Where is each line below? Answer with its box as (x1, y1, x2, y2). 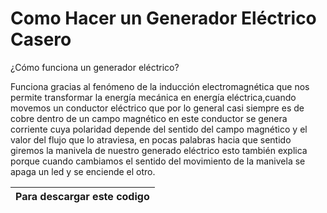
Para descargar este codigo (15, 189, 150, 203)
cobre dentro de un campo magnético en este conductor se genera (10, 112, 288, 124)
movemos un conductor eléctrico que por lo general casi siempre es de (10, 102, 305, 114)
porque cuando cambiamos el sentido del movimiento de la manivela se (10, 155, 306, 167)
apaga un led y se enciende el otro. (10, 165, 156, 177)
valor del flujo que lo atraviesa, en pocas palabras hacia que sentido (10, 133, 292, 146)
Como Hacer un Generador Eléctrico (10, 7, 317, 30)
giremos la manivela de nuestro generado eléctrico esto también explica (10, 144, 308, 156)
